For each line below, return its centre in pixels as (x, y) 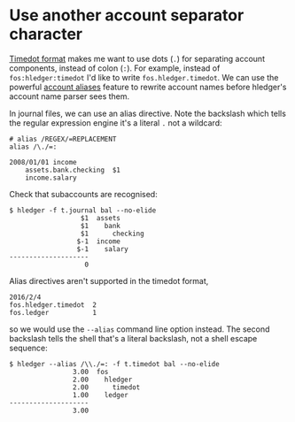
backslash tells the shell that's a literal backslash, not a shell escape (133, 338)
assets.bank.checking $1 (73, 170)
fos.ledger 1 (53, 312)
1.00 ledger (100, 395)
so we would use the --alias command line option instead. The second (140, 329)
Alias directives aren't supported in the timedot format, (109, 280)
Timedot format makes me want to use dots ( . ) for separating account (137, 58)
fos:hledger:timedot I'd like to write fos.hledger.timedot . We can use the (144, 77)
